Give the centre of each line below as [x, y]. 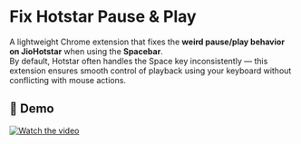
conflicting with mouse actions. [68, 80]
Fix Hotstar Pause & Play [103, 17]
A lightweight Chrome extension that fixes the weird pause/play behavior [147, 42]
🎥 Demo [32, 109]
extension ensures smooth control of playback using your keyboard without [150, 71]
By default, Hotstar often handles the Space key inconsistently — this [139, 61]
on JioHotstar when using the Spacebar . [86, 51]
